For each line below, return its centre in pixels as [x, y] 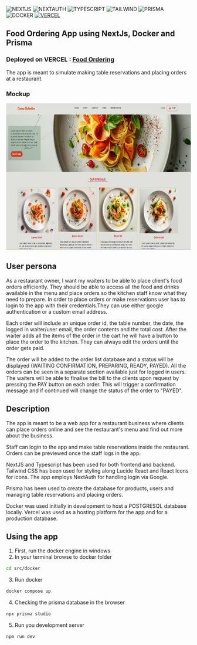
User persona [31, 267]
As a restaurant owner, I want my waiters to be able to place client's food [94, 280]
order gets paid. [26, 348]
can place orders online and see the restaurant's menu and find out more [94, 429]
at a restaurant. [24, 79]
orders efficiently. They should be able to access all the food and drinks [93, 287]
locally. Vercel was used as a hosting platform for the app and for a [87, 512]
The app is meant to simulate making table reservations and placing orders [96, 72]
